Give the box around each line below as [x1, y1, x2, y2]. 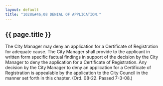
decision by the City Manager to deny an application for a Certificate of [5, 65, 151, 71]
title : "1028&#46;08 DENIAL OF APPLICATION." [5, 12, 101, 17]
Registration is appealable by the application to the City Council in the [5, 70, 148, 76]
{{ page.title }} [5, 30, 51, 39]
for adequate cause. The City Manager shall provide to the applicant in [5, 49, 151, 55]
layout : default [5, 7, 39, 12]
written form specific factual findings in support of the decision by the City [5, 54, 159, 60]
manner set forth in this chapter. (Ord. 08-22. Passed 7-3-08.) [5, 75, 133, 81]
